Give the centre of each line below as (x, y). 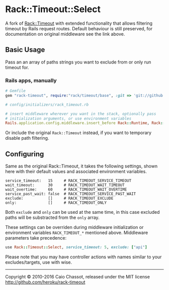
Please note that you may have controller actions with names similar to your (83, 257)
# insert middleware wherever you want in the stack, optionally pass (81, 114)
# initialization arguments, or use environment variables (68, 119)
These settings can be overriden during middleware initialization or (74, 227)
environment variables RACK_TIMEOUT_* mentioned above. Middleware (77, 233)
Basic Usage (25, 50)
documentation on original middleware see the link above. (65, 34)
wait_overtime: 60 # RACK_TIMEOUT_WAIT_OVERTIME (66, 190)
